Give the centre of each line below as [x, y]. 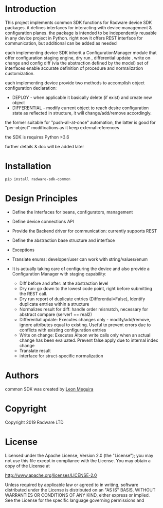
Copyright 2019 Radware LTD [35, 422]
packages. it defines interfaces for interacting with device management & [79, 27]
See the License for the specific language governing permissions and [75, 500]
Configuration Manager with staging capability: [59, 274]
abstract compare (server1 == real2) [56, 314]
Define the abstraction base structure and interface [63, 240]
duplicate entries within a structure [54, 304]
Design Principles [41, 199]
